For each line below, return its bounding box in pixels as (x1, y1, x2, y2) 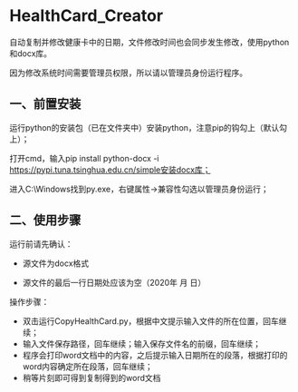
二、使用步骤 (9, 212, 82, 228)
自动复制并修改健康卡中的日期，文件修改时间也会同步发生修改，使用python (9, 36, 290, 47)
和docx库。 (9, 47, 53, 59)
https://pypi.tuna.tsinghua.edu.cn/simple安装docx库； (9, 164, 211, 175)
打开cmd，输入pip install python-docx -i (9, 152, 159, 163)
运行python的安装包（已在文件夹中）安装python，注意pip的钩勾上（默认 (9, 122, 280, 132)
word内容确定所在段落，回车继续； (22, 360, 154, 372)
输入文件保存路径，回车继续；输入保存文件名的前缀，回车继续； (22, 338, 261, 349)
